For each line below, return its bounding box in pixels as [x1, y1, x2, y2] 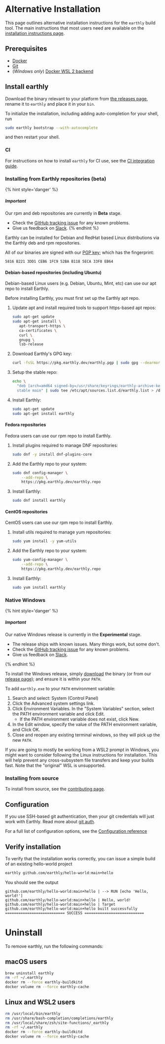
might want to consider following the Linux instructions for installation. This [5, 752, 158, 758]
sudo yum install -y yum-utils [12, 539, 77, 544]
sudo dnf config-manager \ [12, 470, 68, 475]
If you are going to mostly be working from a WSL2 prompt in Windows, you [5, 747, 159, 753]
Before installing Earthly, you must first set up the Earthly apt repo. [5, 295, 140, 301]
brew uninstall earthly [5, 970, 54, 976]
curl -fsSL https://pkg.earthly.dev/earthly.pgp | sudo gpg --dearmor [12, 361, 161, 365]
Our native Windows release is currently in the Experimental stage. [5, 632, 142, 638]
